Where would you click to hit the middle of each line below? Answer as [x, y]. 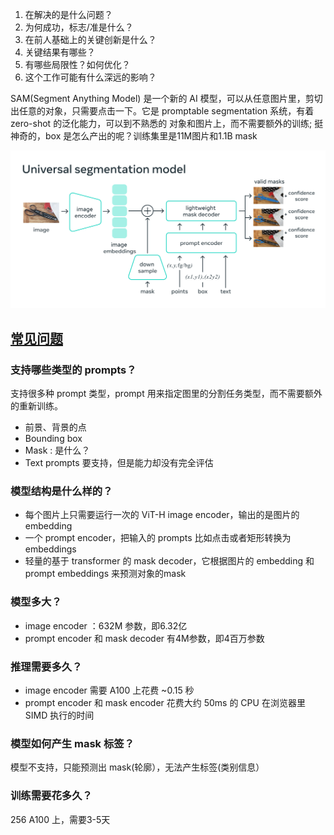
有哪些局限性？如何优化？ [77, 64]
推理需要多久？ [46, 666]
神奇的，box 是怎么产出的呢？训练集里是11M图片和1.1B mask [134, 136]
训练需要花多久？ [51, 796]
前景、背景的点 [55, 427]
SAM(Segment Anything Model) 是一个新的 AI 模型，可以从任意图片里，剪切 [166, 98]
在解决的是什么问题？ [68, 14]
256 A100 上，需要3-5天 [60, 819]
